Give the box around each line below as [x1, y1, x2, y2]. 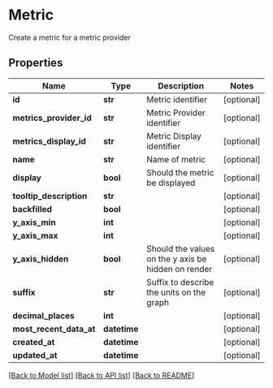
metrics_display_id [12, 136, 87, 147]
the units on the [145, 287, 206, 298]
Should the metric [145, 166, 214, 178]
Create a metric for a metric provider [8, 32, 132, 42]
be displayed [145, 177, 196, 188]
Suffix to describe [145, 276, 214, 287]
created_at [12, 336, 55, 347]
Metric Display [145, 130, 201, 141]
